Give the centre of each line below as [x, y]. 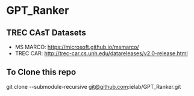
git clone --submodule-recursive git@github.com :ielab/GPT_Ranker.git [94, 86]
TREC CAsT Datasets [46, 33]
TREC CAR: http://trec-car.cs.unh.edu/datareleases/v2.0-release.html [101, 53]
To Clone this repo [41, 72]
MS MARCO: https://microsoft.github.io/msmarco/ [77, 47]
